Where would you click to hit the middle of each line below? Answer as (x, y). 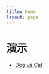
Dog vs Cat (29, 65)
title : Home (21, 12)
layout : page (22, 17)
